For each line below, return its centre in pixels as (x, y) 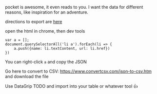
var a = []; (17, 40)
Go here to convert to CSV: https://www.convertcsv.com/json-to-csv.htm (78, 71)
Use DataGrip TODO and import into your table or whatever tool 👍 (71, 86)
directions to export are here (34, 22)
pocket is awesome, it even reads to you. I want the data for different (74, 7)
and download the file (27, 76)
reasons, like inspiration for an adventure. (47, 12)
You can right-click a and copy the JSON (46, 62)
